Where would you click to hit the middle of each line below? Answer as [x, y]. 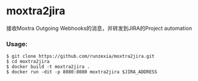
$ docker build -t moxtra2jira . [48, 67]
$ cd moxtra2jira [28, 62]
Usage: [17, 44]
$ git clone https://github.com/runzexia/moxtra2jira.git [80, 57]
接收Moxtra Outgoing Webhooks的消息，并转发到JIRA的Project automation [99, 28]
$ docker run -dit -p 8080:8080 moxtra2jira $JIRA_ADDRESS [82, 72]
